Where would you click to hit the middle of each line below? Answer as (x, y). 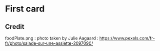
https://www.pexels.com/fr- (127, 38)
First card (25, 9)
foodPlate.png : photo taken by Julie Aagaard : (52, 38)
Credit (15, 27)
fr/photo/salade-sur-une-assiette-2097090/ (49, 43)
